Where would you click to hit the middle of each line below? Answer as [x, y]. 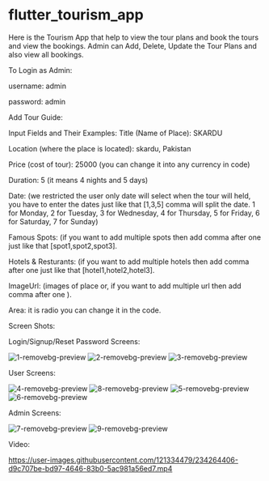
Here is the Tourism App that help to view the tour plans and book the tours [134, 37]
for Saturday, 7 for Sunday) [53, 221]
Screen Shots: [32, 326]
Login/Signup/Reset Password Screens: [74, 341]
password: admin [37, 101]
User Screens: [32, 372]
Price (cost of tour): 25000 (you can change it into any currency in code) [129, 164]
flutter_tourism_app [76, 15]
